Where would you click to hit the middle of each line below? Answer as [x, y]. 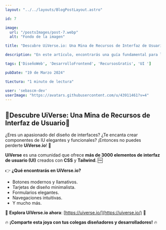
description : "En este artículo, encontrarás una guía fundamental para [82, 55]
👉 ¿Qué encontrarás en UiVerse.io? [43, 171]
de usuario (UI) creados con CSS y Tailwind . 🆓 [54, 160]
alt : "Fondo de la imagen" [37, 37]
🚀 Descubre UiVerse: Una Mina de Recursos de [78, 115]
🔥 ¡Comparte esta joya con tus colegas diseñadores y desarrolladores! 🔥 [81, 222]
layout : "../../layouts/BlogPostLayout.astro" [54, 10]
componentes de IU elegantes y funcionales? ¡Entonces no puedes [73, 140]
